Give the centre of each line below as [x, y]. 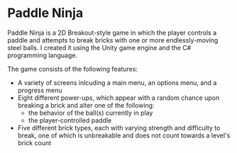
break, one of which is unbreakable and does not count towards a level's [124, 135]
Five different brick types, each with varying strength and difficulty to [119, 127]
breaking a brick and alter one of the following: [86, 105]
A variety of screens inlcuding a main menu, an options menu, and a [117, 82]
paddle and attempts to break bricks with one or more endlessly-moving [113, 40]
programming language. [43, 55]
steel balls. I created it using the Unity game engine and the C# [99, 47]
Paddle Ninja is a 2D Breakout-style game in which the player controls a [112, 33]
